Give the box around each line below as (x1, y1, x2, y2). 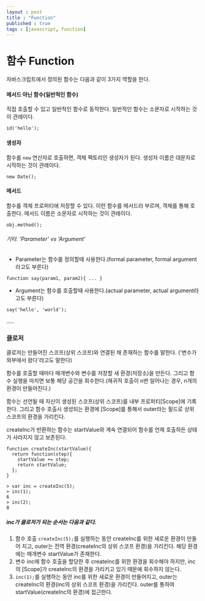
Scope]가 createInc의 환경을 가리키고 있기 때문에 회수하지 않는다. (23, 566, 182, 573)
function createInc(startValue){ (6, 446, 92, 452)
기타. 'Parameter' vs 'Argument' (6, 235, 86, 243)
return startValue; (17, 462, 67, 468)
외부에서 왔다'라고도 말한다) (6, 356, 72, 364)
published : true (6, 20, 51, 26)
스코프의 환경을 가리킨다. (6, 413, 65, 421)
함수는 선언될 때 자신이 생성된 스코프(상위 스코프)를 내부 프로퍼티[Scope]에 (6, 398, 185, 405)
